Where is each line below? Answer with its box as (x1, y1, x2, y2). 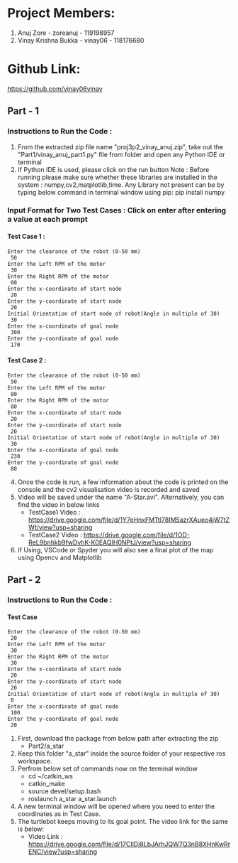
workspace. (17, 757, 52, 766)
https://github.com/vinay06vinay (7, 84, 103, 93)
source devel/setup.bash (28, 787, 101, 795)
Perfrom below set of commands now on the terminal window (17, 764, 198, 773)
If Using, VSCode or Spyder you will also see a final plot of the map (17, 545, 214, 554)
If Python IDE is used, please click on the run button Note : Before (17, 165, 210, 173)
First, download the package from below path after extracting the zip (17, 734, 219, 743)
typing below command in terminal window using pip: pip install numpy (17, 188, 225, 196)
